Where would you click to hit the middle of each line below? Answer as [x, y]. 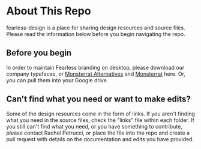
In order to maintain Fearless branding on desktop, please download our [95, 67]
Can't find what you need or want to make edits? [98, 99]
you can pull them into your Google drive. [57, 80]
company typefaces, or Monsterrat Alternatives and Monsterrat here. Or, [96, 74]
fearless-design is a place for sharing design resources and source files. [96, 28]
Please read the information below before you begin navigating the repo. [96, 34]
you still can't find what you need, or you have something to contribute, [94, 126]
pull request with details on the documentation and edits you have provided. [100, 139]
